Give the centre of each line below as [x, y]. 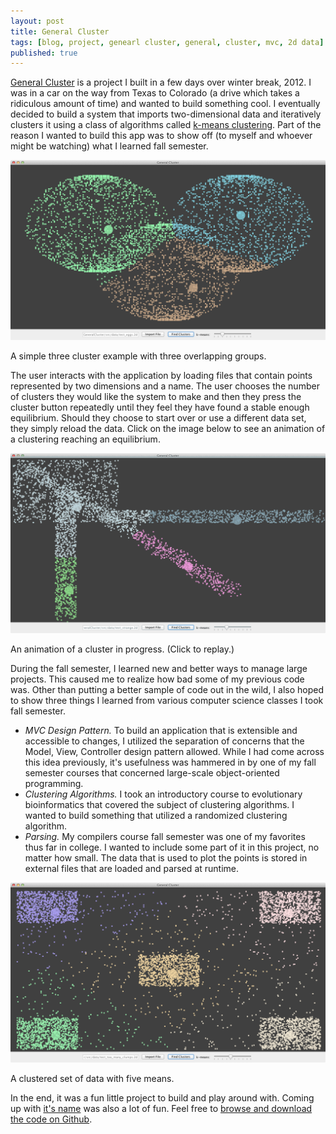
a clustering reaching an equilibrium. [85, 439]
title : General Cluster [60, 31]
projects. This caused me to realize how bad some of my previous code [157, 679]
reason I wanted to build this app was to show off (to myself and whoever [161, 136]
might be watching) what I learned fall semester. [109, 146]
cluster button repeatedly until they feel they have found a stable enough [160, 407]
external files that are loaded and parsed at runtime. [132, 869]
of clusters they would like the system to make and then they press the [156, 397]
